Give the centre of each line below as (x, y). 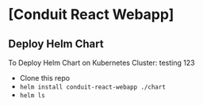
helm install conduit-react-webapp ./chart (93, 87)
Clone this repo (44, 78)
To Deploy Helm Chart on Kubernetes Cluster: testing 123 (102, 62)
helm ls (32, 96)
